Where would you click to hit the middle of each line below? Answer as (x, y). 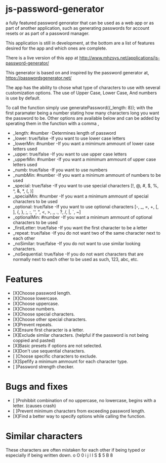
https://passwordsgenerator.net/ (39, 78)
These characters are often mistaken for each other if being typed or (76, 450)
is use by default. (23, 98)
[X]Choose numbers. (34, 309)
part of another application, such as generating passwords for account (78, 28)
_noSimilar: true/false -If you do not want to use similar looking (77, 243)
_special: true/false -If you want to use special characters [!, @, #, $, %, (85, 185)
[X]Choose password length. (42, 293)
